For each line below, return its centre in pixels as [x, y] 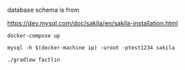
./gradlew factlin [34, 60]
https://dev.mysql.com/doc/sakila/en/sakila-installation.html [92, 23]
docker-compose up [34, 36]
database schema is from [43, 10]
